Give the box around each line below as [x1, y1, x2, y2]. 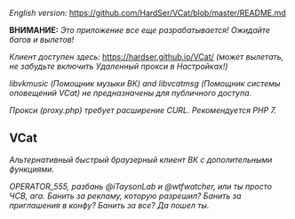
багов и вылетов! [9, 35, 75, 45]
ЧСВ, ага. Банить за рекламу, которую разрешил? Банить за [9, 191, 242, 201]
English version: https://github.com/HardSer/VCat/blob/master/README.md [9, 8, 286, 18]
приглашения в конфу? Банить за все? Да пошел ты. [9, 199, 210, 210]
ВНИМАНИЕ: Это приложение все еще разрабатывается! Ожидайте [9, 25, 271, 35]
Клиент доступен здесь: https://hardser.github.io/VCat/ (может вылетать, [9, 52, 284, 61]
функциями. [9, 164, 55, 174]
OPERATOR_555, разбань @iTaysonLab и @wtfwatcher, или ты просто [9, 181, 273, 191]
